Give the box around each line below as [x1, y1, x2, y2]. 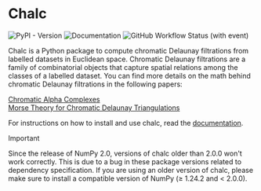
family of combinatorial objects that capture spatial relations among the [8, 62, 238, 72]
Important [8, 133, 40, 142]
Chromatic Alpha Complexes [8, 94, 100, 104]
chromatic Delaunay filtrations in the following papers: [8, 79, 183, 89]
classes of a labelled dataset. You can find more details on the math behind [8, 71, 251, 80]
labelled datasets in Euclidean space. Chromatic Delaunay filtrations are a [8, 54, 246, 64]
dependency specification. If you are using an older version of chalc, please [8, 165, 253, 174]
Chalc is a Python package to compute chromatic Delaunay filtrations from [8, 46, 249, 55]
